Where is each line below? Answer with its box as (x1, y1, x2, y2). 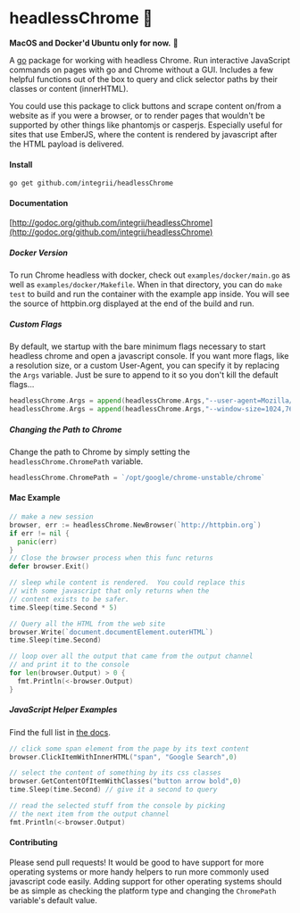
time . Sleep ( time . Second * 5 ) (9, 602, 118, 612)
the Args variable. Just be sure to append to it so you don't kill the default (9, 369, 279, 380)
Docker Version (9, 247, 69, 258)
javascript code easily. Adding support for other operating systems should (9, 876, 283, 886)
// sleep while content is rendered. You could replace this (9, 578, 246, 587)
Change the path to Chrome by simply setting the (9, 446, 190, 457)
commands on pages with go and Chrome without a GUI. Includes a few (9, 64, 274, 75)
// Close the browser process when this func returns (9, 553, 214, 563)
